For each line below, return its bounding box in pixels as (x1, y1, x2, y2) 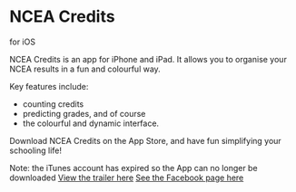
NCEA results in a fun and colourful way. (9, 63, 161, 74)
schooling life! (9, 145, 62, 156)
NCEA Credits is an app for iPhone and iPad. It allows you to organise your (9, 53, 288, 64)
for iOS (9, 36, 36, 47)
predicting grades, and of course (22, 108, 146, 119)
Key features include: (9, 81, 89, 91)
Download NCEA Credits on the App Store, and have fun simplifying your (9, 135, 281, 146)
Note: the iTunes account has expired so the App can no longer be (9, 162, 258, 173)
